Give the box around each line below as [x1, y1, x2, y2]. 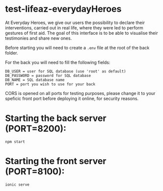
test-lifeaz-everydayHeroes [5, 3, 122, 15]
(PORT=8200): [5, 123, 66, 134]
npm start [5, 139, 26, 144]
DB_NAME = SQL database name [5, 77, 65, 82]
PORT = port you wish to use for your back [5, 82, 96, 87]
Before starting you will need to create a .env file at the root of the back [5, 45, 150, 50]
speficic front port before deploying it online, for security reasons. [5, 95, 139, 101]
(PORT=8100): [5, 166, 65, 177]
